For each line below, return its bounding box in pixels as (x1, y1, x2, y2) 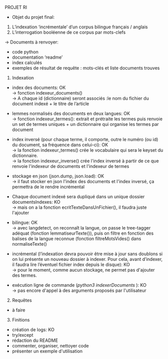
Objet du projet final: (12, 14, 55, 20)
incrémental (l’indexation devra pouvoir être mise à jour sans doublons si (12, 251, 163, 257)
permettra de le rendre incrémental (12, 184, 85, 190)
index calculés (12, 60, 42, 65)
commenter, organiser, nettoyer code (12, 343, 89, 348)
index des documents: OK (12, 84, 66, 91)
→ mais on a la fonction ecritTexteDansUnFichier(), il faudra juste (12, 204, 147, 210)
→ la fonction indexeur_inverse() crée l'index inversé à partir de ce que (12, 158, 159, 164)
